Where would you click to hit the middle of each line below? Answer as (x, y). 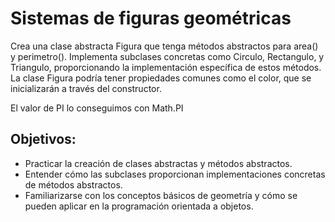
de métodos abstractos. (73, 184)
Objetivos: (43, 139)
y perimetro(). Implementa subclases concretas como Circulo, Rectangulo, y (167, 56)
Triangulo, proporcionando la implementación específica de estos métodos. (166, 67)
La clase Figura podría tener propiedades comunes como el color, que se (161, 78)
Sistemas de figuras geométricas (151, 18)
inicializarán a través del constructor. (86, 88)
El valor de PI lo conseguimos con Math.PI (97, 108)
